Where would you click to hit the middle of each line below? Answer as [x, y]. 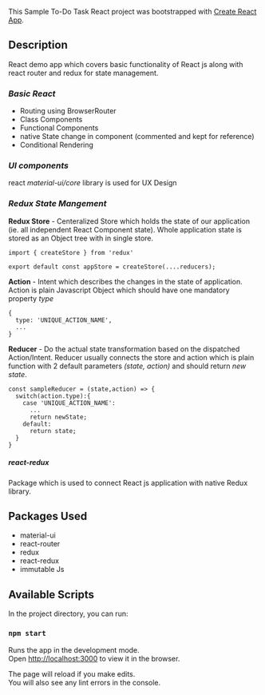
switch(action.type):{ [53, 396]
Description [38, 45]
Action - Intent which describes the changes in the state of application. [126, 281]
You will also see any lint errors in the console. [85, 682]
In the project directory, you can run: [68, 614]
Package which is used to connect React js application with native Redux [128, 483]
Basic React [32, 93]
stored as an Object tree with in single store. [81, 238]
